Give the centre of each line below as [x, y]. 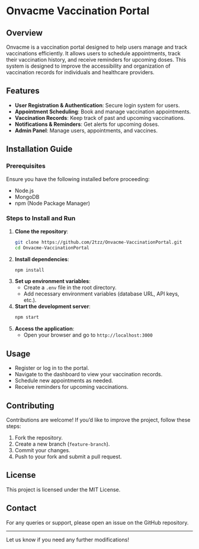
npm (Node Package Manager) [52, 203]
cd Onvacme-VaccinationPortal [52, 247]
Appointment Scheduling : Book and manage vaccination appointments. [103, 112]
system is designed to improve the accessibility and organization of [88, 66]
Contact [21, 508]
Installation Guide [39, 149]
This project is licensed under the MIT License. [63, 489]
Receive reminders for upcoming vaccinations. [71, 387]
